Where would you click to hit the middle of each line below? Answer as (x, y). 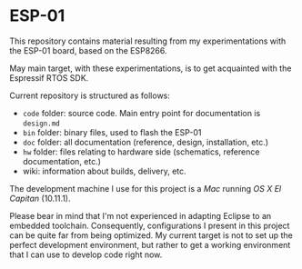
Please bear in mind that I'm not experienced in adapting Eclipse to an (141, 215)
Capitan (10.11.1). (40, 198)
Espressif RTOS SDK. (49, 77)
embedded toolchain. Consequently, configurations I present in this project (150, 225)
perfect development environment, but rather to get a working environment (150, 244)
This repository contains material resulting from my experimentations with (148, 41)
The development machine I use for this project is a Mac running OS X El (146, 188)
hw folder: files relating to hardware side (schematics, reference (141, 152)
